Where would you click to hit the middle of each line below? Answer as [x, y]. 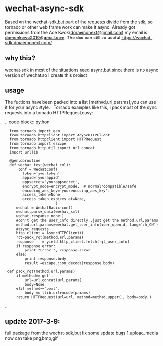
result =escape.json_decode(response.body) [70, 263]
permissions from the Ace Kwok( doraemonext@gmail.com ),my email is [76, 32]
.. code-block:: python [27, 122]
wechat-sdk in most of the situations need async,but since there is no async [82, 70]
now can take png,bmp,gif [31, 338]
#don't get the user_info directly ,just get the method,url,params [87, 220]
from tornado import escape [38, 144]
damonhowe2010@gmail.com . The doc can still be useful [63, 38]
